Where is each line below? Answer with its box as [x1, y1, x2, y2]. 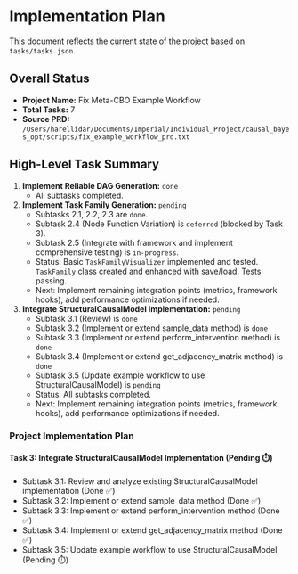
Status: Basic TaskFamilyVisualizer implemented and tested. [35, 256, 259, 266]
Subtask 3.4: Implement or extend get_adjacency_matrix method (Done [21, 524, 283, 536]
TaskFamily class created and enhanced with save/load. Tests [35, 266, 262, 276]
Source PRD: [21, 113, 70, 124]
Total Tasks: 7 [21, 104, 76, 115]
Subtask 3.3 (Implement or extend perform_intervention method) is [35, 332, 281, 342]
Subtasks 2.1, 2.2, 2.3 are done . [35, 209, 149, 219]
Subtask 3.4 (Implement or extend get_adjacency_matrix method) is [35, 350, 283, 362]
